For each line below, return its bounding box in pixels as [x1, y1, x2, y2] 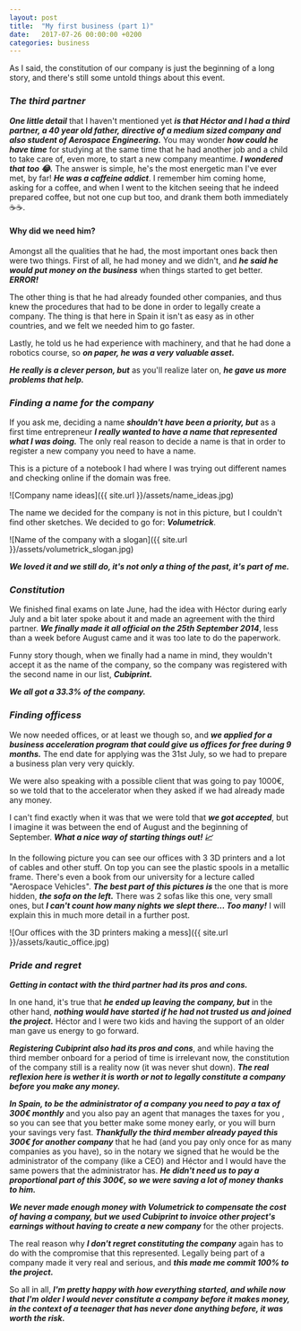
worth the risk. [9, 1312, 65, 1323]
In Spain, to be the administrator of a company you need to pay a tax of [9, 1097, 280, 1109]
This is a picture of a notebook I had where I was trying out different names [9, 463, 287, 474]
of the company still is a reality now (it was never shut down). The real [9, 1062, 270, 1072]
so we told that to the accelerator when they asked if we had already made [9, 785, 285, 796]
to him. [9, 1184, 36, 1194]
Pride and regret [9, 958, 82, 971]
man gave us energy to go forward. [9, 1025, 140, 1036]
